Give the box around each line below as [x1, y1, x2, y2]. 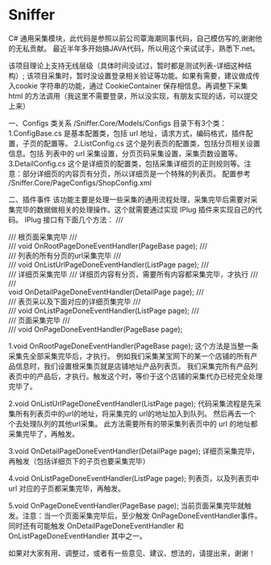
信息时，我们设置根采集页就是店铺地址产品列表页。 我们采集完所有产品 [15, 361, 251, 371]
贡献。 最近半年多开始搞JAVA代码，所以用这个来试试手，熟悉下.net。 [29, 43, 260, 53]
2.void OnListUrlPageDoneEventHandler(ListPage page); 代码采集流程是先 [8, 398, 255, 408]
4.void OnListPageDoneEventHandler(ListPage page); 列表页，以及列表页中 [8, 473, 260, 483]
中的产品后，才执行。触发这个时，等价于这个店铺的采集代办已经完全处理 [22, 371, 263, 381]
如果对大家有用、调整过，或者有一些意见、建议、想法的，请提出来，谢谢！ [8, 548, 256, 558]
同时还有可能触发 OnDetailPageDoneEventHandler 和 [8, 521, 184, 530]
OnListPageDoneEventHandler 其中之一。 [8, 531, 147, 541]
